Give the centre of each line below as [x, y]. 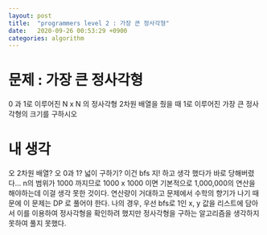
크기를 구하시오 [53, 114]
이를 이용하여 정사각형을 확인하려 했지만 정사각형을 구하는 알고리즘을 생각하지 [138, 213]
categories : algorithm [46, 38]
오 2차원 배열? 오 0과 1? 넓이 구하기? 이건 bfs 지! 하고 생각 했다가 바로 [117, 173]
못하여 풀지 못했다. [37, 223]
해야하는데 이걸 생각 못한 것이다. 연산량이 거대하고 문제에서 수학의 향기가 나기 [129, 193]
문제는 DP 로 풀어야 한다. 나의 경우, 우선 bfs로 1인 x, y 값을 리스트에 [138, 203]
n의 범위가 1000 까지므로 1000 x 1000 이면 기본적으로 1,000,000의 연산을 [139, 183]
